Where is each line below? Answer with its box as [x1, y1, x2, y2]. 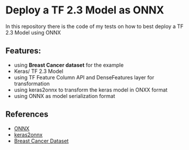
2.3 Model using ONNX [5, 29, 61, 36]
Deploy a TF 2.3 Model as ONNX [5, 4, 164, 17]
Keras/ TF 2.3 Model [13, 68, 64, 75]
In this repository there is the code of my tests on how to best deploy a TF [5, 23, 184, 30]
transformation [13, 80, 50, 87]
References [5, 109, 49, 120]
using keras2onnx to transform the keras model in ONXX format [13, 86, 168, 93]
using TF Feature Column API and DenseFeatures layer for [13, 74, 154, 81]
